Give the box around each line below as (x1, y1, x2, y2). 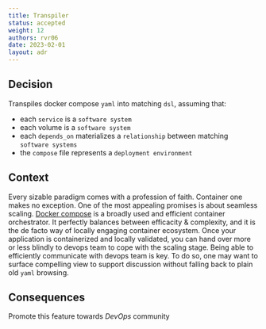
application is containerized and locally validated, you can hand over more (8, 234, 252, 243)
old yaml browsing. (8, 267, 69, 277)
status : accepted (8, 19, 66, 27)
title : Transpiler (8, 11, 69, 20)
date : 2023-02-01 (8, 41, 66, 49)
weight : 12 (8, 26, 44, 34)
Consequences (8, 291, 86, 304)
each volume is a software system (19, 122, 131, 132)
